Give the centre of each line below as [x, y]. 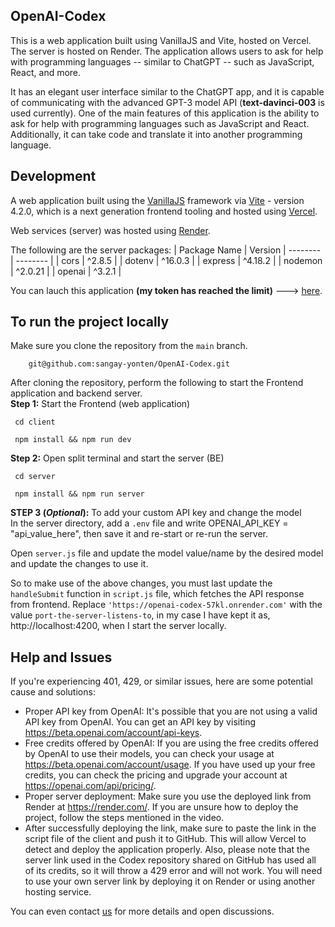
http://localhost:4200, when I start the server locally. [118, 626]
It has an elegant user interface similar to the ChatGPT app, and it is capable [167, 91]
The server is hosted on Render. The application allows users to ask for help [167, 51]
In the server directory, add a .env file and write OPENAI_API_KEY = [149, 523]
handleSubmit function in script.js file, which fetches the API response [157, 594]
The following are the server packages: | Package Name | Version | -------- [166, 250]
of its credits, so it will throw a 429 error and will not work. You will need [173, 871]
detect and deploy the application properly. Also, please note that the [167, 850]
